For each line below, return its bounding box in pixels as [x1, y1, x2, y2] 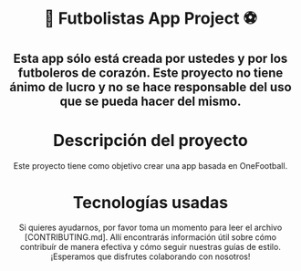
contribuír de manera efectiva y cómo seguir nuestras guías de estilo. [19, 242, 282, 253]
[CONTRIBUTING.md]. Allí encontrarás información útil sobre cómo [24, 232, 277, 243]
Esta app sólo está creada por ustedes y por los [13, 50, 288, 66]
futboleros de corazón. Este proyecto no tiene [17, 65, 284, 80]
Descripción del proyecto [53, 130, 248, 151]
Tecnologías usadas [73, 192, 228, 213]
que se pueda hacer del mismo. [59, 93, 242, 109]
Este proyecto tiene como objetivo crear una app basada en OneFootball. [13, 160, 288, 171]
